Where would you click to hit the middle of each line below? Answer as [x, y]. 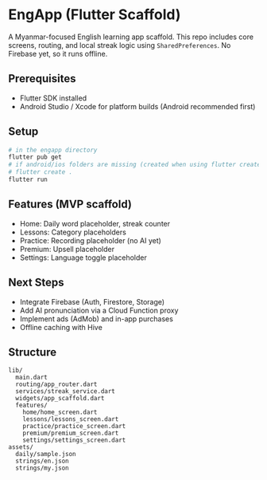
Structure [33, 352]
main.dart [31, 378]
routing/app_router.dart [56, 384]
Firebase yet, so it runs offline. [58, 53]
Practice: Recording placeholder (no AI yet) [90, 240]
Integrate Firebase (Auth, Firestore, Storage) [92, 301]
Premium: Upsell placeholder [67, 249]
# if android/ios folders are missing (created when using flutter [122, 165]
